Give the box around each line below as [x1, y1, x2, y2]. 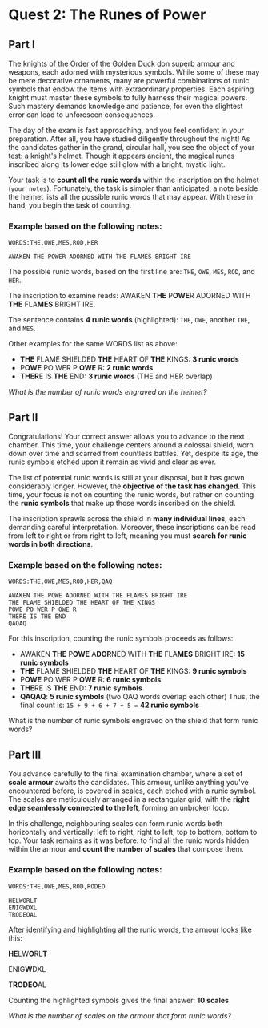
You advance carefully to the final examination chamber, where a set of [8, 769, 243, 779]
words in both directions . [8, 540, 94, 549]
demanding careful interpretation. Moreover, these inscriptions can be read [8, 523, 256, 532]
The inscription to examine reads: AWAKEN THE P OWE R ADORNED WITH [8, 291, 251, 301]
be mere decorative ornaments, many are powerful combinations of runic [8, 76, 250, 85]
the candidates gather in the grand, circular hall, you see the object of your [8, 143, 255, 152]
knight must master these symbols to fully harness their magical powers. [8, 93, 248, 102]
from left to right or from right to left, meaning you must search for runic [8, 531, 247, 540]
